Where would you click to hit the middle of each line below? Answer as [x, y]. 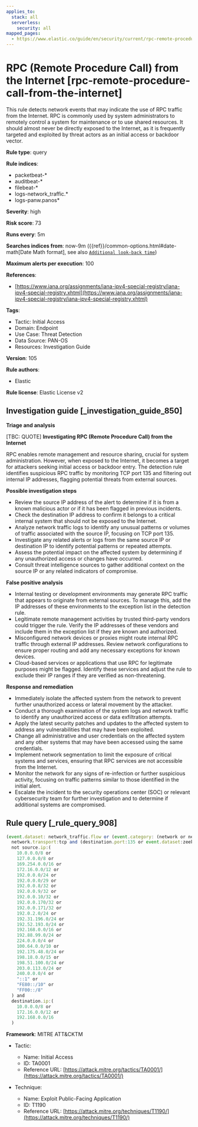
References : [21, 275]
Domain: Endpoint [36, 328]
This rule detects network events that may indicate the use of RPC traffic [94, 109]
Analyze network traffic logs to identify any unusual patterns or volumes [102, 527]
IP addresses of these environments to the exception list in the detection [103, 606]
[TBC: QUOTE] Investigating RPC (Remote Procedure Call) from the [89, 436]
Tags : [13, 310]
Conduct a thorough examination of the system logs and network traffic [101, 710]
